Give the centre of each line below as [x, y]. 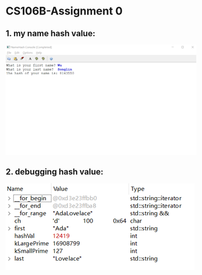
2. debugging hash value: [55, 172]
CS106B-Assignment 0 [64, 11]
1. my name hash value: [50, 33]
